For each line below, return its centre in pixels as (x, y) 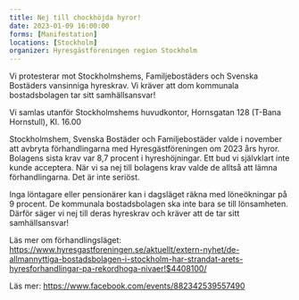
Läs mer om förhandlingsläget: (66, 240)
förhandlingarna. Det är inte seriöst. (75, 177)
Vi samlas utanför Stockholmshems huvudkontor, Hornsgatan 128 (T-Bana (145, 112)
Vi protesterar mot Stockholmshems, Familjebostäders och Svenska (134, 76)
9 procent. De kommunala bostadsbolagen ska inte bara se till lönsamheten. (149, 204)
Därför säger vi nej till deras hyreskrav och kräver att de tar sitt (125, 213)
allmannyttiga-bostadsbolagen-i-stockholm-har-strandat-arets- (126, 259)
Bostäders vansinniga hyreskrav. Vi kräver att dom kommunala (124, 86)
